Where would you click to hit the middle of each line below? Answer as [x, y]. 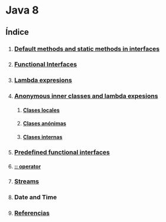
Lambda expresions [43, 80]
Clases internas [43, 137]
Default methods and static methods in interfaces [87, 49]
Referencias [32, 213]
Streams [27, 181]
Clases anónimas [44, 124]
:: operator [27, 166]
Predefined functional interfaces [62, 152]
